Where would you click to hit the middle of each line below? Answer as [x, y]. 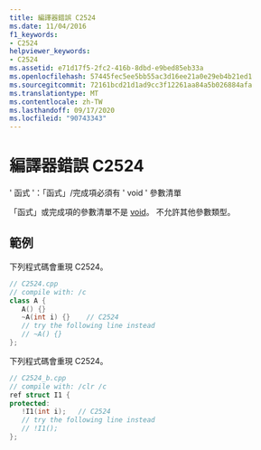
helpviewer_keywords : [50, 52]
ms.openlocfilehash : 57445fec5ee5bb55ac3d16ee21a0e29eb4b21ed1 [131, 77]
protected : [30, 403]
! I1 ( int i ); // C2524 [66, 412]
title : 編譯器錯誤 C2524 [53, 18]
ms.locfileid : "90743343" [58, 118]
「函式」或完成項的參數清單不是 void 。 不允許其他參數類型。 [122, 212]
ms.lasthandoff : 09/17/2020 [62, 110]
